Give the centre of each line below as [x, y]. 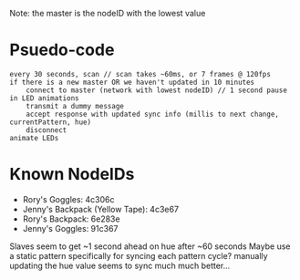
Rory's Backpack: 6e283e [71, 219]
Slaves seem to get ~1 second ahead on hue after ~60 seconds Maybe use [150, 246]
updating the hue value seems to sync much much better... [120, 265]
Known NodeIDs [72, 175]
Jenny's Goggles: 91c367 [70, 228]
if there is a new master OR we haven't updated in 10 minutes [132, 82]
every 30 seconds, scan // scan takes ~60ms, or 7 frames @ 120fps [140, 74]
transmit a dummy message [75, 106]
